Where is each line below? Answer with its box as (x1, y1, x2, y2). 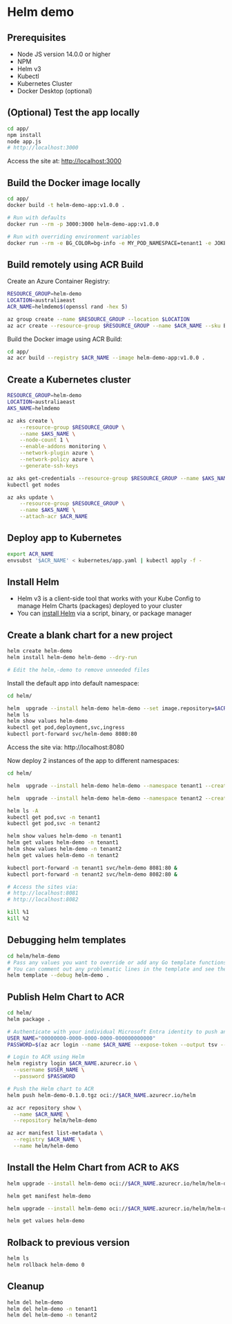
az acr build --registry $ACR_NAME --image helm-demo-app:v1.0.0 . (7, 354, 206, 362)
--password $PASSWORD (13, 1073, 76, 1080)
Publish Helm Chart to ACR (7, 991, 125, 1003)
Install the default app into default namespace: (7, 679, 139, 687)
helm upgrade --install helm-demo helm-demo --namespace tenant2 (7, 795, 202, 802)
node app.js (7, 138, 41, 145)
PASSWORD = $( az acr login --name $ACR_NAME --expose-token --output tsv (7, 1041, 217, 1048)
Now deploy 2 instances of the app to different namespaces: (7, 757, 180, 765)
